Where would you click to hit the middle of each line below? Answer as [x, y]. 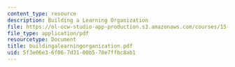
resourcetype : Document [42, 40]
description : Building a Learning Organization [78, 20]
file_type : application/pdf [48, 33]
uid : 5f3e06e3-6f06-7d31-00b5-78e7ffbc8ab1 [72, 53]
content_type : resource [42, 14]
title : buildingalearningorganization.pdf [70, 46]
